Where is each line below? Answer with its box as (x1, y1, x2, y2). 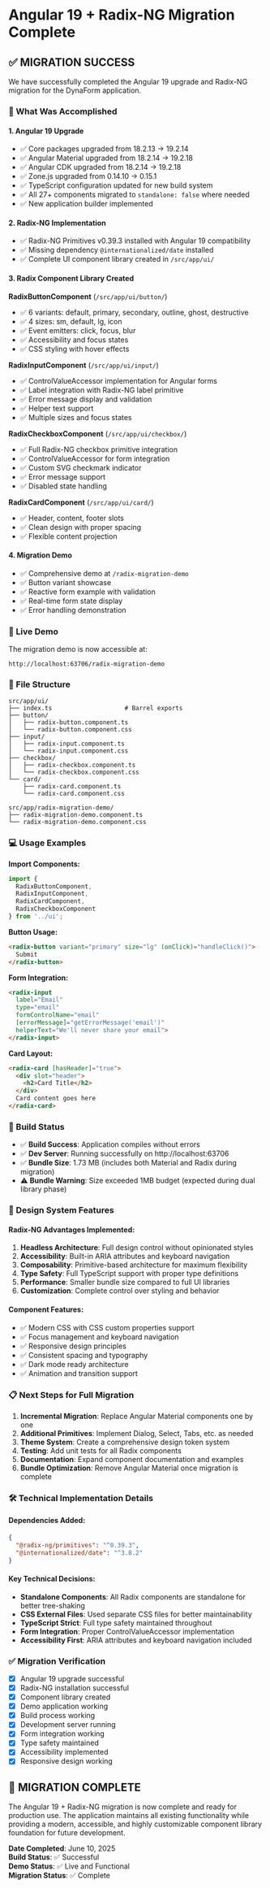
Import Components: (8, 859, 80, 869)
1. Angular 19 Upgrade (8, 126, 84, 136)
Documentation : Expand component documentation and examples (19, 1454, 244, 1464)
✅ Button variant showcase (19, 577, 112, 587)
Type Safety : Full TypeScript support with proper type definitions (19, 1269, 239, 1278)
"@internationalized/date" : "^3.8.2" (15, 1548, 144, 1557)
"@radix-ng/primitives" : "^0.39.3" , (15, 1541, 139, 1549)
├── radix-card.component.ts (23, 783, 122, 791)
